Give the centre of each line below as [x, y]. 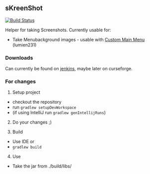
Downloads [19, 58]
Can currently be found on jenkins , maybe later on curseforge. [69, 69]
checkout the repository [37, 102]
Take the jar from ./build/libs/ [42, 166]
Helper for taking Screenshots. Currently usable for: [58, 30]
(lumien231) [24, 45]
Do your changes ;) [32, 122]
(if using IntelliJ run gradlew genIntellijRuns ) [59, 113]
